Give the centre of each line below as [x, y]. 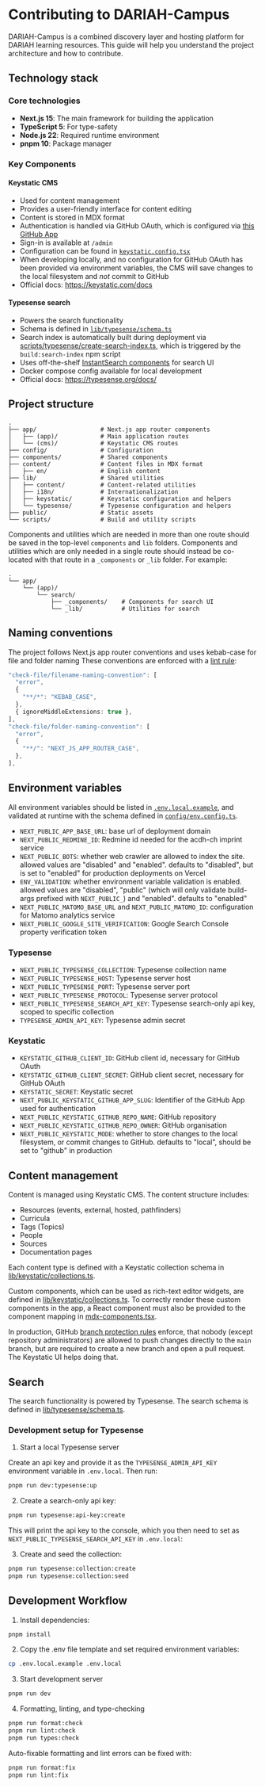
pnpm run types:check [44, 1738]
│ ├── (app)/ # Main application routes [99, 436]
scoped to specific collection [67, 1012]
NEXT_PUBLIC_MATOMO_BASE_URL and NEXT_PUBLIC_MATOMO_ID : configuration [136, 907]
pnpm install [30, 1634]
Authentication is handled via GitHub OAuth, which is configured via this [137, 225]
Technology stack [53, 78]
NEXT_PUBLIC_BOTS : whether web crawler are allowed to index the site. [132, 856]
